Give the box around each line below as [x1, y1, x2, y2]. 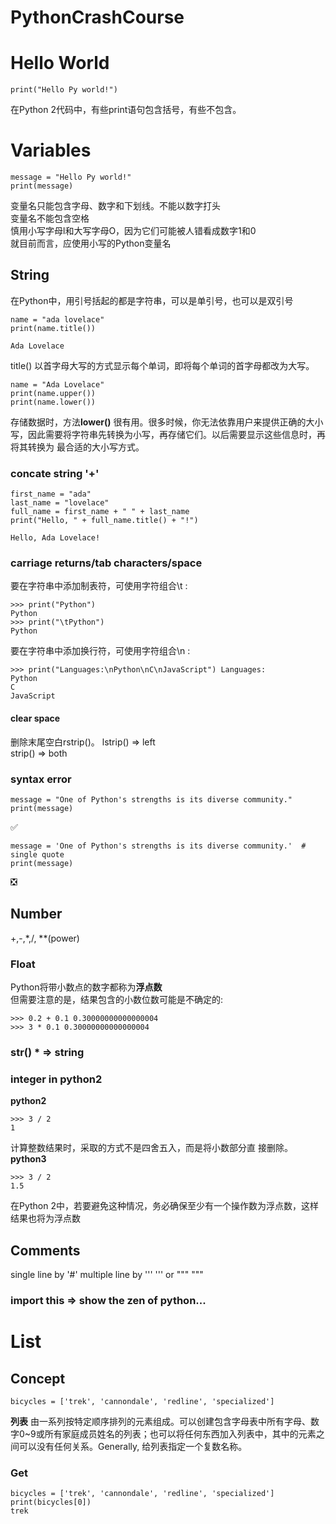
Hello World [10, 52, 110, 75]
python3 [10, 1153, 47, 1165]
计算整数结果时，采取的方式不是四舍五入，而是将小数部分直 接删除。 [10, 1142, 293, 1154]
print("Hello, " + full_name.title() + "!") [10, 516, 199, 526]
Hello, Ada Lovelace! [10, 533, 101, 543]
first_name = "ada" [10, 489, 92, 500]
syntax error [10, 772, 72, 786]
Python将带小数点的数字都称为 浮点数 [10, 981, 163, 993]
